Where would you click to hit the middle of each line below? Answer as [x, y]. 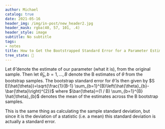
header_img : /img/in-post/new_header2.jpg [49, 23]
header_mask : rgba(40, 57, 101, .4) [42, 28]
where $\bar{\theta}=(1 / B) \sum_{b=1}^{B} [99, 91]
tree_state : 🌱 [20, 55]
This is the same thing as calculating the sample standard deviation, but [78, 111]
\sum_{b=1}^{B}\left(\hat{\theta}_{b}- [112, 86]
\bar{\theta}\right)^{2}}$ [30, 91]
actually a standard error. [30, 122]
